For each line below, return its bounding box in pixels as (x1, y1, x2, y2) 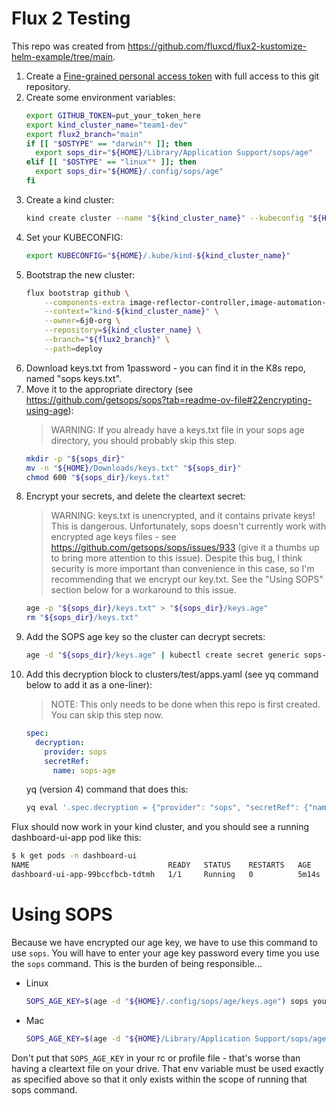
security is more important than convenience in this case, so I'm (50, 563, 315, 575)
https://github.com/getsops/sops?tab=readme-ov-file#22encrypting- (25, 393, 313, 406)
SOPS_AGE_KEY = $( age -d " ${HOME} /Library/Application (25, 1033, 251, 1044)
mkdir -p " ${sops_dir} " (25, 453, 126, 464)
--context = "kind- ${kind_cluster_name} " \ (44, 307, 219, 317)
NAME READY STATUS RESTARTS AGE (11, 860, 312, 871)
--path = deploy (44, 343, 103, 354)
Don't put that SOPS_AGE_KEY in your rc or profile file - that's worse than (11, 1052, 301, 1064)
